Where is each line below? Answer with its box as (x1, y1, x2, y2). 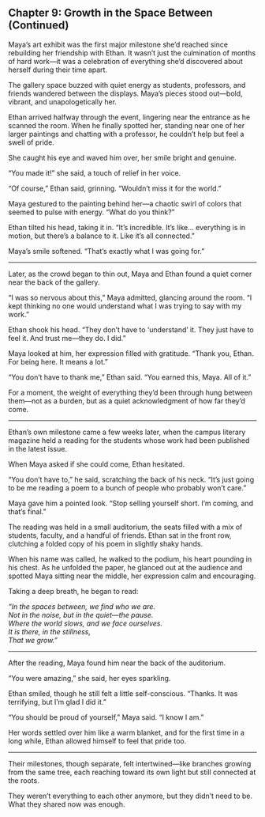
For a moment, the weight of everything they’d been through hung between (8, 388, 252, 397)
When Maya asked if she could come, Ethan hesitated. (8, 459, 185, 469)
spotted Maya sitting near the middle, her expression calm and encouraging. (8, 571, 256, 581)
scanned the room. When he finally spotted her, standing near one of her (8, 120, 245, 130)
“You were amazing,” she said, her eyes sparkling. (8, 673, 171, 683)
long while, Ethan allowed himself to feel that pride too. (8, 736, 187, 746)
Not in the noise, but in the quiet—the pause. (8, 610, 154, 619)
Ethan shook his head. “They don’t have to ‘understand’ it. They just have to (8, 324, 254, 335)
